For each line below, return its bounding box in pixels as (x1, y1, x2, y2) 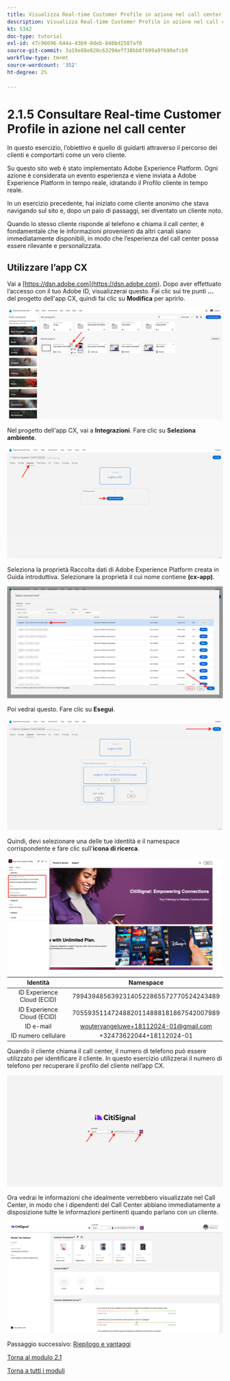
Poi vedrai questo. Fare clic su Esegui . (7, 705, 115, 713)
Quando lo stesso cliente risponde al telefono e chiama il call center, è (7, 220, 205, 228)
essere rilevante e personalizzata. (7, 242, 103, 250)
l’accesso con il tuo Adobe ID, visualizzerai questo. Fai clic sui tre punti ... (7, 287, 214, 295)
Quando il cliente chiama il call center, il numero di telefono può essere (7, 1047, 207, 1055)
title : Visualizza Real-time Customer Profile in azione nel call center (7, 11, 222, 18)
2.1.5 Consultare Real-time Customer (7, 106, 222, 122)
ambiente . (7, 434, 36, 442)
